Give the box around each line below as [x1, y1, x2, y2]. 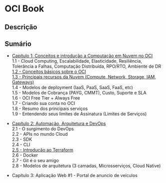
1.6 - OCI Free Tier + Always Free [11, 95, 80, 101]
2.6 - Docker [11, 152, 38, 158]
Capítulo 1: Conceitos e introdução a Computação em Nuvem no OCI [11, 53, 153, 59]
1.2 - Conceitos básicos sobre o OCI [11, 69, 86, 75]
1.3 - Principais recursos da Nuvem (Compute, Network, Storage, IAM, [11, 74, 157, 80]
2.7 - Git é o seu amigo [11, 158, 59, 164]
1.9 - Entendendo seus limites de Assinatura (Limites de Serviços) [11, 111, 147, 117]
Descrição [4, 23, 37, 31]
